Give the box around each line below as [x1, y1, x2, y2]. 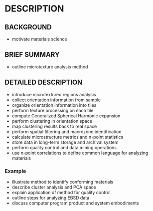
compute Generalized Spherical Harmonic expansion [11, 113, 121, 119]
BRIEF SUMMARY [4, 50, 60, 59]
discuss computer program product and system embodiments [11, 200, 139, 206]
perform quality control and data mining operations [11, 144, 117, 150]
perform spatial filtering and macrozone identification [11, 128, 122, 135]
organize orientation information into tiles [11, 102, 97, 108]
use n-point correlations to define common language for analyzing [11, 150, 149, 156]
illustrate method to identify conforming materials [11, 179, 114, 185]
